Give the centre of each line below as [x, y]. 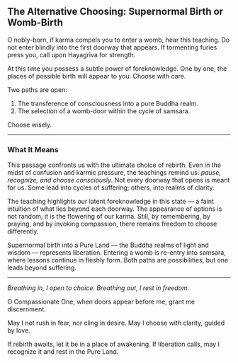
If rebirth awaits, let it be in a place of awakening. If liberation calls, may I [114, 344]
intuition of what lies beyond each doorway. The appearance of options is [115, 209]
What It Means [33, 149]
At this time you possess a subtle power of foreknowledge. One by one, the [117, 68]
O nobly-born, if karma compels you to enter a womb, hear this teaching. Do [119, 40]
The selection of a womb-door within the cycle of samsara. [104, 111]
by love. [19, 330]
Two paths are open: [37, 90]
